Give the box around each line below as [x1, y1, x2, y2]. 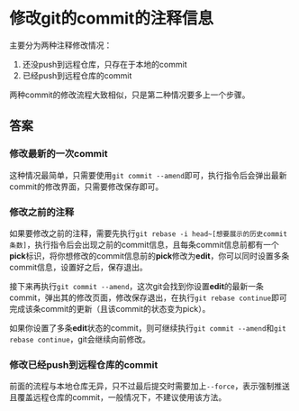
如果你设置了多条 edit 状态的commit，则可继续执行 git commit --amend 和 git [9, 322, 286, 333]
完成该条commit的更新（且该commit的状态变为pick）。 [9, 303, 211, 314]
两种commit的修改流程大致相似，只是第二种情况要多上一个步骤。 [9, 89, 250, 100]
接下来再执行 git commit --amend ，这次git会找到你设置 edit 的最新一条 [9, 280, 264, 291]
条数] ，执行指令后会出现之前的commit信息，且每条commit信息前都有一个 [9, 239, 279, 250]
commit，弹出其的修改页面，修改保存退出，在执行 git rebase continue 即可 [9, 292, 287, 303]
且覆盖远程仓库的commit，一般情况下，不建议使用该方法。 [9, 392, 227, 403]
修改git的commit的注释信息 [9, 8, 214, 29]
